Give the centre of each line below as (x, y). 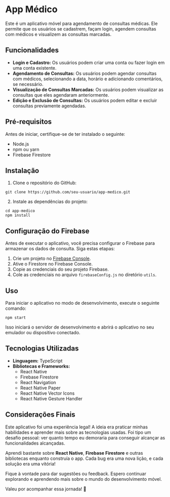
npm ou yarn (26, 149)
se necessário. (28, 84)
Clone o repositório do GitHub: (45, 183)
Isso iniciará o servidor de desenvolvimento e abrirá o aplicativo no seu (80, 327)
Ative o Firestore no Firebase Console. (53, 264)
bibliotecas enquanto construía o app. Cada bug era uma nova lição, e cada (84, 458)
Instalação (22, 171)
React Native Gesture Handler (51, 398)
